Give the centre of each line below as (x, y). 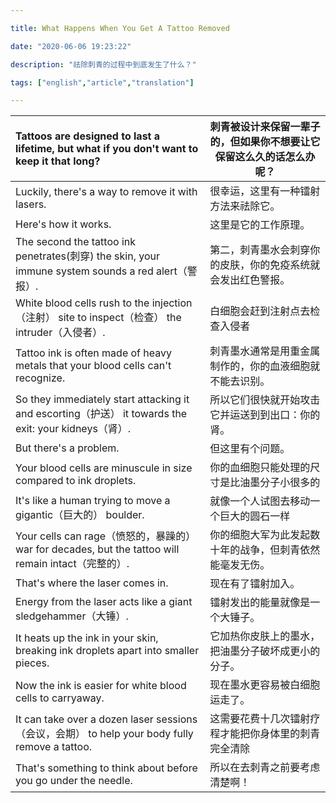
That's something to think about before (106, 768)
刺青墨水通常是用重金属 (265, 351)
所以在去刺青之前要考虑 (265, 768)
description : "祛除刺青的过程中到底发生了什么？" (103, 64)
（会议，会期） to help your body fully (104, 734)
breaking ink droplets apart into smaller (107, 651)
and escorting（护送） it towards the (101, 414)
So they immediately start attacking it (102, 399)
